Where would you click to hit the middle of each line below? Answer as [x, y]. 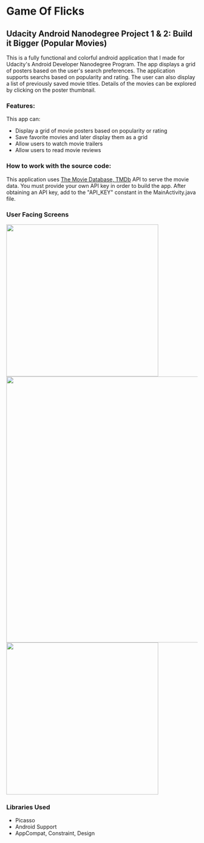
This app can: [23, 119]
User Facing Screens [38, 214]
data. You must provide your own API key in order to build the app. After [96, 186]
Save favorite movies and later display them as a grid [81, 137]
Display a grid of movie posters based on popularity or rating [91, 131]
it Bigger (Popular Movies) [57, 43]
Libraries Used [28, 807]
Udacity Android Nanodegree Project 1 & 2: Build [100, 34]
